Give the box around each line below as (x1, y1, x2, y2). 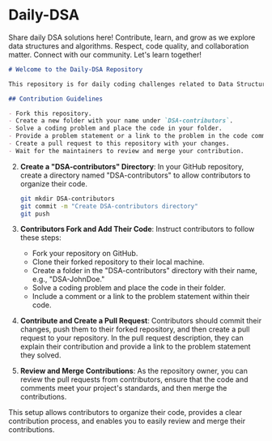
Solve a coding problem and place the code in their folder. (32, 283, 226, 293)
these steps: (19, 233, 62, 242)
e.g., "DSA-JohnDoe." (32, 274, 105, 285)
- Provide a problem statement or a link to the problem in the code (8, 132, 249, 140)
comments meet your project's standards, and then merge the (19, 383, 227, 393)
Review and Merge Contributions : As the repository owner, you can (19, 366, 249, 376)
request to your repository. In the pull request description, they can (19, 333, 244, 343)
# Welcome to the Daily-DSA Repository (8, 65, 143, 74)
